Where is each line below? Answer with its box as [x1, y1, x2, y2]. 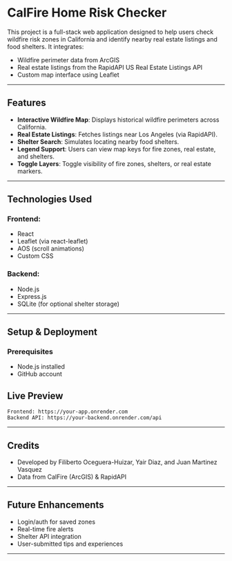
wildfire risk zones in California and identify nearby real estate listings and [7, 35, 217, 43]
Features [7, 97, 46, 109]
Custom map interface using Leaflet [17, 71, 119, 79]
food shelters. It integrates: [7, 42, 84, 50]
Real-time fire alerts [17, 524, 74, 533]
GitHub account [17, 370, 62, 378]
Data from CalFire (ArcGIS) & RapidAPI [17, 472, 126, 481]
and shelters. [17, 152, 55, 160]
